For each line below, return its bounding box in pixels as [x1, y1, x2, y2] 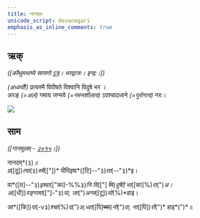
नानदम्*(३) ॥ [7, 158, 38, 167]
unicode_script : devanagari [7, 17, 91, 24]
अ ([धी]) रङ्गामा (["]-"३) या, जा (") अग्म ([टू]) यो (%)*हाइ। [7, 189, 139, 197]
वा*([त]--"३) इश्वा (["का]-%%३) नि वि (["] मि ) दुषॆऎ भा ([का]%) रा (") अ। [7, 180, 173, 189]
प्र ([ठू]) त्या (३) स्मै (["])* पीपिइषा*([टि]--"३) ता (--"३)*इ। [7, 166, 138, 175]
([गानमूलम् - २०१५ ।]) [7, 144, 60, 153]
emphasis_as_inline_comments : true [7, 23, 113, 31]
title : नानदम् [7, 10, 43, 18]
